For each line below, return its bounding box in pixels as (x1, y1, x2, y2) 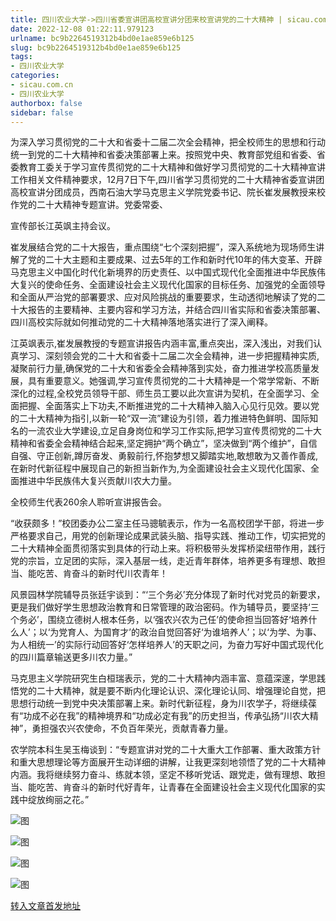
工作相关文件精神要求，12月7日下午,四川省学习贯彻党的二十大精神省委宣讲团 (10, 174, 325, 186)
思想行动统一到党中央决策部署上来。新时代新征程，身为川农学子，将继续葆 (10, 697, 317, 710)
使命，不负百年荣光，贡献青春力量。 (84, 722, 234, 735)
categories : (10, 71, 60, 81)
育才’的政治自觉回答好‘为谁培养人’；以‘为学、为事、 (111, 626, 322, 638)
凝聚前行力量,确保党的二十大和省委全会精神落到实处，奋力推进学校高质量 (10, 362, 312, 375)
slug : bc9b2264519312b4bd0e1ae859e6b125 (10, 42, 182, 53)
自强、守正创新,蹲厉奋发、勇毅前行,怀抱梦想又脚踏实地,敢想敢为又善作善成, (10, 450, 319, 462)
